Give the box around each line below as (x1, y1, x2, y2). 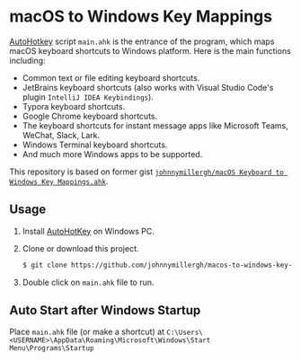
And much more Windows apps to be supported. (22, 148, 203, 159)
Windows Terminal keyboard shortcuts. (22, 139, 168, 150)
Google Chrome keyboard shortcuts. (22, 110, 158, 121)
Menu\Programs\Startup (9, 344, 94, 353)
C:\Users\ (165, 328, 204, 338)
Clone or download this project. (22, 243, 139, 253)
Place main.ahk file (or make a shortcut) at (9, 326, 164, 338)
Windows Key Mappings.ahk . (9, 175, 109, 186)
